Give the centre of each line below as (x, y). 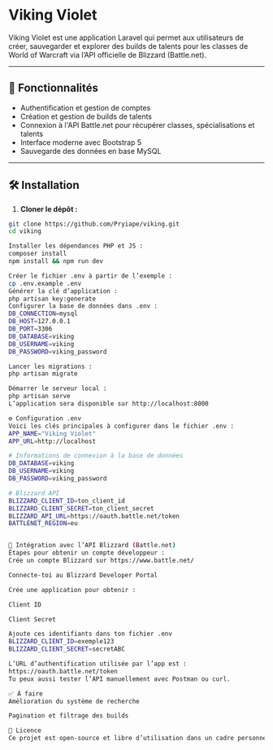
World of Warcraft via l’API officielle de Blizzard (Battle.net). (108, 55)
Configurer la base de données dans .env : (83, 306)
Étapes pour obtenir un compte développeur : (87, 553)
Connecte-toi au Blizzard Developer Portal (83, 575)
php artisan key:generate (52, 299)
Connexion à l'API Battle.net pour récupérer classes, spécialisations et (137, 125)
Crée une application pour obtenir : (72, 590)
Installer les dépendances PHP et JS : (76, 246)
